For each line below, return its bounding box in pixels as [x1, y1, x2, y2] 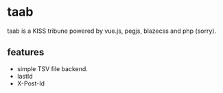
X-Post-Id [16, 79, 45, 88]
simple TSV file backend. [16, 64, 88, 72]
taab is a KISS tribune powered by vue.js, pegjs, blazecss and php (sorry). [7, 27, 217, 35]
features [7, 46, 45, 58]
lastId [16, 72, 33, 80]
